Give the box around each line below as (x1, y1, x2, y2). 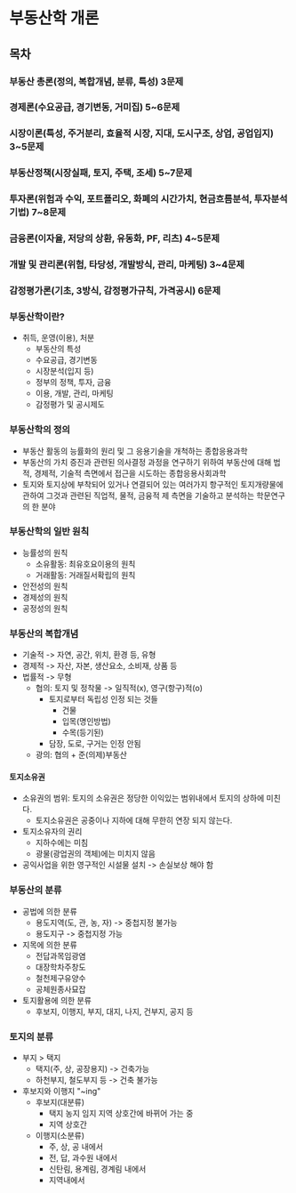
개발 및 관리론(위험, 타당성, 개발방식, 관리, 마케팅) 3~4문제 (9, 259, 245, 271)
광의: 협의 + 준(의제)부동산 (35, 749, 127, 761)
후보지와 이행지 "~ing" (21, 1085, 101, 1096)
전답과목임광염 (35, 950, 86, 961)
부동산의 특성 (35, 343, 82, 354)
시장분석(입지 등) (35, 366, 94, 376)
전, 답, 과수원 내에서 (48, 1152, 118, 1163)
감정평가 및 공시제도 (35, 399, 105, 410)
